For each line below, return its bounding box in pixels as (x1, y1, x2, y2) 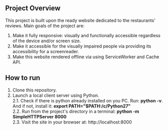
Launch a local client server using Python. (12, 92, 99, 98)
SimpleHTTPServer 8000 (12, 113, 67, 119)
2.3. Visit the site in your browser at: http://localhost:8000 (12, 119, 132, 125)
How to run (5, 74, 41, 82)
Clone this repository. (12, 87, 57, 93)
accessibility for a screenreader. (12, 48, 79, 54)
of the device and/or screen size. (12, 38, 81, 44)
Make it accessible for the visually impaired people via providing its (12, 43, 151, 49)
